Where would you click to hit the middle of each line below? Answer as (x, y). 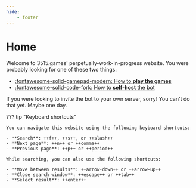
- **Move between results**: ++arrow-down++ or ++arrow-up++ (84, 170)
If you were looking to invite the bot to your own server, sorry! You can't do (98, 99)
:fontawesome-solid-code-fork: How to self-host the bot (85, 88)
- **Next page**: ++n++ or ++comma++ (53, 144)
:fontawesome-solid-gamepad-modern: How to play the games (93, 81)
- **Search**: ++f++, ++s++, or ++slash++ (60, 138)
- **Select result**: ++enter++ (46, 180)
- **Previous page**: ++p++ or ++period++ (60, 149)
